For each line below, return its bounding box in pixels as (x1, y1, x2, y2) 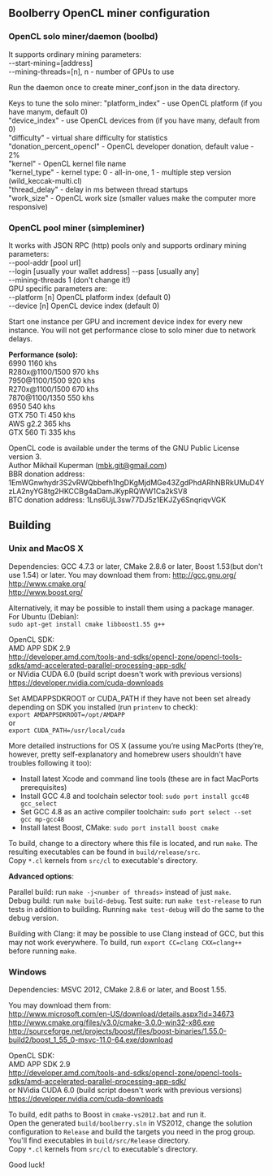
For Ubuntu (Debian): (8, 611, 80, 621)
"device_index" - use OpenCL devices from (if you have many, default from (8, 115, 260, 125)
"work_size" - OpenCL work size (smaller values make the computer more (8, 193, 257, 202)
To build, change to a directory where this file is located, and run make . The (8, 838, 258, 848)
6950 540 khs (8, 401, 55, 411)
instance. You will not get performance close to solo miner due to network (8, 325, 256, 335)
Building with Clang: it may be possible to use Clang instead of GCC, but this (8, 928, 264, 938)
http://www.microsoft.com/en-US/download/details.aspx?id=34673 (8, 1009, 235, 1018)
